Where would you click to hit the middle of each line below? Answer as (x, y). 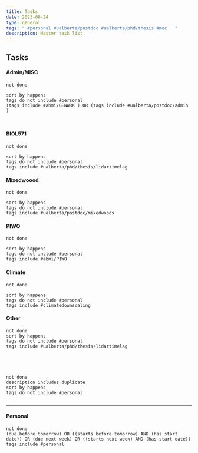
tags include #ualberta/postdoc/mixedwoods (60, 213)
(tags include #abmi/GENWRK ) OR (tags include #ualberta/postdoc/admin (97, 105)
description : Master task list (44, 34)
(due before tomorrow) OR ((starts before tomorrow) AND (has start (92, 434)
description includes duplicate (46, 382)
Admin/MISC (22, 72)
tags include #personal (35, 444)
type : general (24, 22)
